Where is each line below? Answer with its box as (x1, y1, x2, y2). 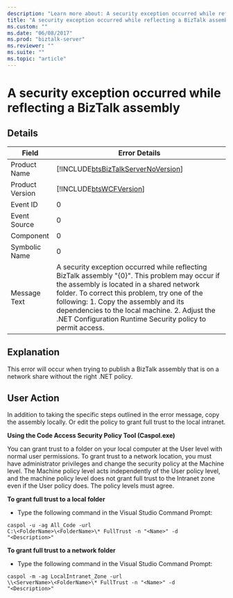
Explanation (7, 346, 60, 358)
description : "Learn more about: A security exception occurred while (7, 10, 216, 17)
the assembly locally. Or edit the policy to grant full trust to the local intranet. (7, 418, 226, 427)
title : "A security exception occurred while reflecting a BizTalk (7, 17, 207, 24)
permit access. (56, 323, 105, 332)
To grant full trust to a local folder (7, 495, 105, 504)
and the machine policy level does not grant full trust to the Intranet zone (7, 475, 215, 483)
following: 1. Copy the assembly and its (56, 296, 184, 306)
